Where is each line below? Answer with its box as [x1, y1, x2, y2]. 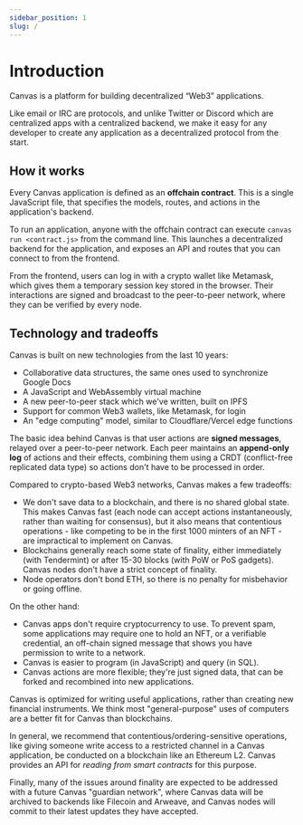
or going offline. [22, 583, 83, 594]
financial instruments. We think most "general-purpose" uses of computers [9, 704, 289, 715]
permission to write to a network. [22, 648, 147, 658]
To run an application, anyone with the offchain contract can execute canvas [9, 224, 292, 235]
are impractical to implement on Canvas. [22, 535, 174, 546]
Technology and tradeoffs [9, 325, 159, 341]
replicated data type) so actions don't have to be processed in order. [9, 462, 265, 473]
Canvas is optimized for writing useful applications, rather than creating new [9, 694, 294, 705]
